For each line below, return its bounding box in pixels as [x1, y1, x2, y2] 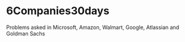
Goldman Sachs [6, 30, 45, 37]
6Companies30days [6, 4, 110, 18]
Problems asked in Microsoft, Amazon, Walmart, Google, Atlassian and [6, 24, 180, 31]
